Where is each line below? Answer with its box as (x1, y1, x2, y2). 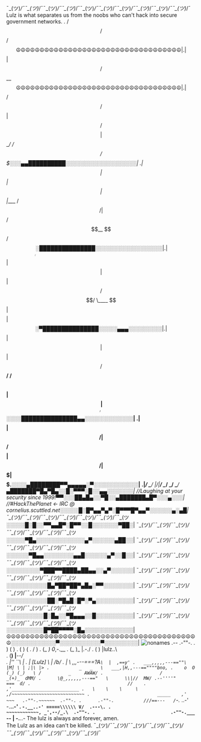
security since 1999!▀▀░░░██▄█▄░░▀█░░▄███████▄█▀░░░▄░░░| (6, 494, 185, 501)
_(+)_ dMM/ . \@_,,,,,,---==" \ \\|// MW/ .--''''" (6, 676, 176, 682)
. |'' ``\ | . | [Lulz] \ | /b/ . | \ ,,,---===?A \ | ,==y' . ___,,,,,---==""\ (6, 659, 187, 666)
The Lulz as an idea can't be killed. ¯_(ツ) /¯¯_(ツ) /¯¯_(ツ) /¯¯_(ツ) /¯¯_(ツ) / (6, 722, 184, 729)
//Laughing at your (136, 488, 183, 495)
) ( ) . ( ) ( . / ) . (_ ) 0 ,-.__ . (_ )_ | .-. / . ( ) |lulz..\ (6, 645, 117, 653)
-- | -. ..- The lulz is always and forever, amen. (6, 715, 119, 722)
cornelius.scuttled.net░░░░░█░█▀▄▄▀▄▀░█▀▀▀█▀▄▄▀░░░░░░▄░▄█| (6, 506, 189, 514)
